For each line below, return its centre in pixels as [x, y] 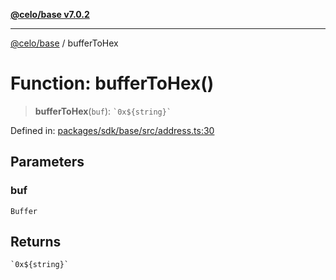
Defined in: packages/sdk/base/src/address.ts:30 [112, 130]
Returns [36, 242]
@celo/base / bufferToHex [64, 43]
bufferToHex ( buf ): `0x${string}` [103, 111]
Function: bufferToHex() [112, 83]
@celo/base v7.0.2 [50, 14]
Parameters [47, 162]
